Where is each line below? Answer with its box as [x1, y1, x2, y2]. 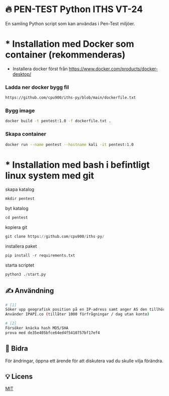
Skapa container [5, 130, 46, 137]
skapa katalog [5, 186, 34, 192]
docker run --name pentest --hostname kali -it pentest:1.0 [5, 142, 134, 147]
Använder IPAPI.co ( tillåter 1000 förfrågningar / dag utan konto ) [5, 312, 150, 317]
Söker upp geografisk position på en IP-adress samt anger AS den [5, 307, 147, 312]
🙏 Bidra [5, 344, 29, 353]
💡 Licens [5, 372, 33, 381]
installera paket [5, 243, 37, 249]
